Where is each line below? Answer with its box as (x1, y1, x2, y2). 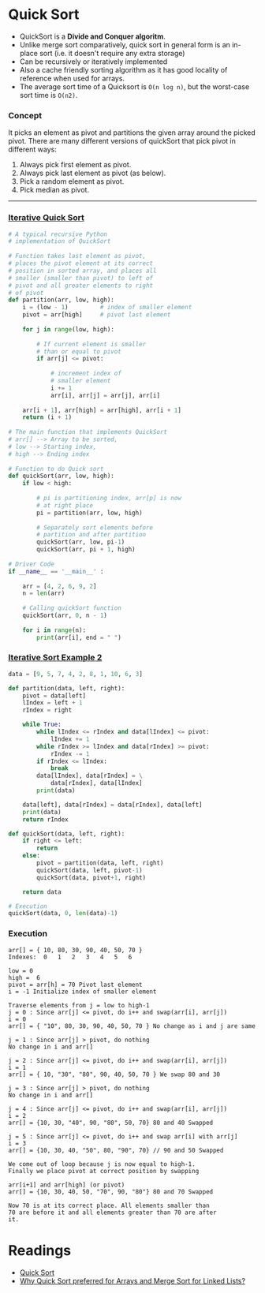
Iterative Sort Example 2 (8, 652, 103, 663)
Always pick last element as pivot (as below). (19, 168, 166, 178)
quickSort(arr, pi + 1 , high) (36, 546, 136, 554)
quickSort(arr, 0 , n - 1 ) (22, 611, 108, 620)
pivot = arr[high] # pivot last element (22, 311, 171, 319)
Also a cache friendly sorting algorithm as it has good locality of (19, 65, 228, 74)
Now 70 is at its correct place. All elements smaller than (8, 1201, 211, 1209)
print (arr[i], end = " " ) (36, 633, 122, 641)
